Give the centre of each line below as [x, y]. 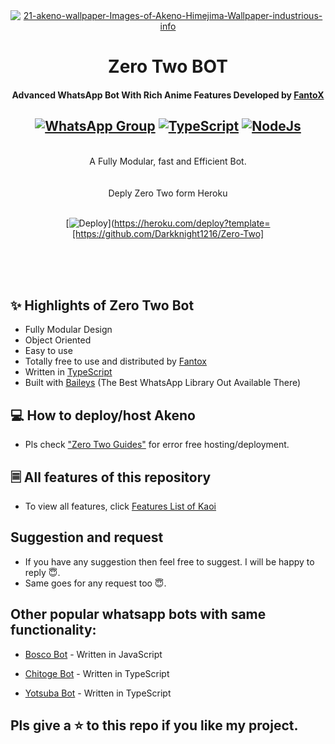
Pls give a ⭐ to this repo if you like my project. [154, 725]
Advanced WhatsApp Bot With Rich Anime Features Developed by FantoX [168, 95]
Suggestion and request [87, 537]
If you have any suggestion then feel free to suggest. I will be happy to [169, 561]
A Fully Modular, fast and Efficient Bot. [168, 161]
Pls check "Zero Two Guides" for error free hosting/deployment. [157, 445]
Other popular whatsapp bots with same [138, 614]
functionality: [53, 630]
